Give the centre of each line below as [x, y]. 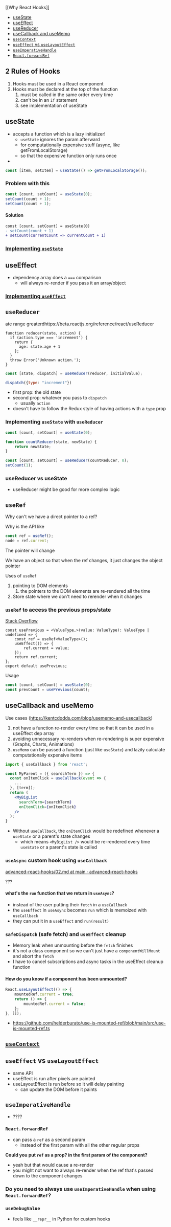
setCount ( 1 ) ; [19, 465]
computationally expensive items [47, 755]
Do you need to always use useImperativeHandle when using [80, 1189]
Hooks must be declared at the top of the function [65, 89]
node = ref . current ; [27, 541]
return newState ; [33, 447]
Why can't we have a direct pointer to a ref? [51, 517]
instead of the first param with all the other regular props [80, 1145]
